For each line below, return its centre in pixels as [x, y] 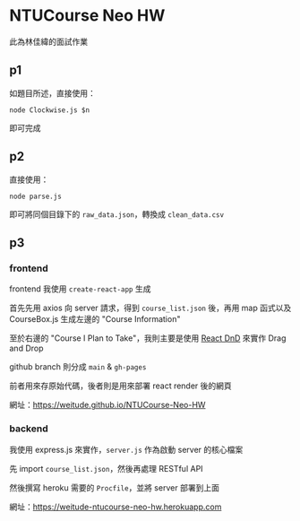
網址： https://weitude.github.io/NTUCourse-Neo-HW [107, 405]
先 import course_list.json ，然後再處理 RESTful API [106, 468]
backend [29, 429]
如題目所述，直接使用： [52, 93]
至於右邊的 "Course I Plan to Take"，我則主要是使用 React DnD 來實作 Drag [148, 338]
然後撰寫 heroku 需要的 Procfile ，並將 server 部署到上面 [114, 487]
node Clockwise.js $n [50, 110]
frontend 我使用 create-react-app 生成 [80, 289]
